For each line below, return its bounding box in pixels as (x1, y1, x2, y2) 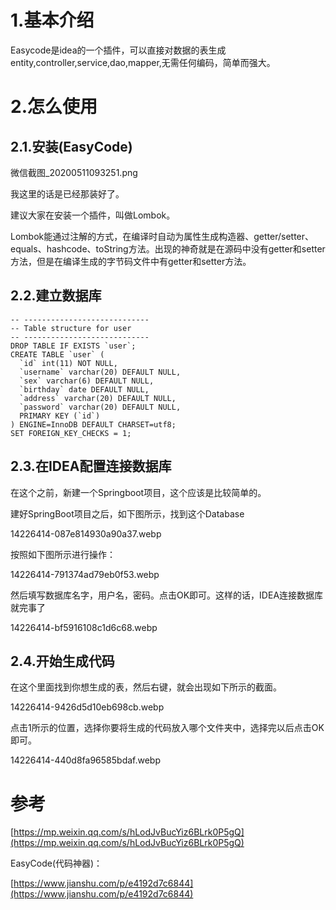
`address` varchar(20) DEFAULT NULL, (19, 393, 177, 403)
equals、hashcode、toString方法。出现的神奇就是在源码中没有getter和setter (10, 242, 326, 255)
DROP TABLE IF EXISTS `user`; (10, 341, 137, 351)
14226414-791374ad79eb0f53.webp (10, 568, 160, 580)
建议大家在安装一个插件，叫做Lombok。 (10, 209, 176, 221)
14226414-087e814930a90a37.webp (10, 527, 162, 540)
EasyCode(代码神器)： (10, 857, 103, 870)
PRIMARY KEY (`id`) (19, 411, 101, 421)
